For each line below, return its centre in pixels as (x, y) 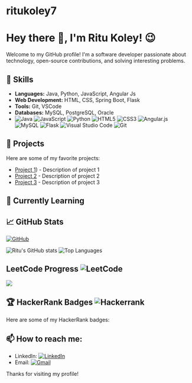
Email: (22, 362)
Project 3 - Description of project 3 (57, 182)
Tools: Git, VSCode (38, 106)
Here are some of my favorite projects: (53, 158)
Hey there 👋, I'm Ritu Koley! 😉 (81, 38)
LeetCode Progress (42, 269)
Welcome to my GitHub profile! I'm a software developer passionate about (96, 55)
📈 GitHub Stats (35, 221)
